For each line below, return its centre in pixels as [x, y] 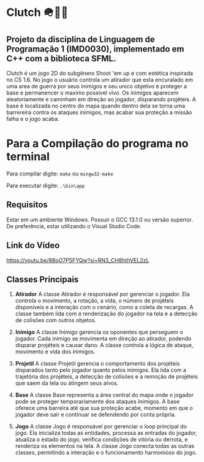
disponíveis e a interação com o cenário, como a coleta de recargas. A [104, 307]
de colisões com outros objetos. [56, 320]
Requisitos [27, 205]
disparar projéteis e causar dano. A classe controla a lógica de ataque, [104, 345]
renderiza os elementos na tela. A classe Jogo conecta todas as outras [105, 446]
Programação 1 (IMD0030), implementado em [95, 49]
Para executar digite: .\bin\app [46, 185]
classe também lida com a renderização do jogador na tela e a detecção [106, 314]
